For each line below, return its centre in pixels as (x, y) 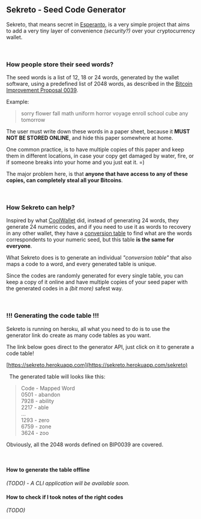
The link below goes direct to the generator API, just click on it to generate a (100, 347)
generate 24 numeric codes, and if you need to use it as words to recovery (99, 227)
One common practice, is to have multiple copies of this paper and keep (95, 150)
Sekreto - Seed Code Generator (66, 10)
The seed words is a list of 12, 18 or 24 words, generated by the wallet (93, 77)
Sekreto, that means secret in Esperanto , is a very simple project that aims (98, 24)
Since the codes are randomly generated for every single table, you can (95, 276)
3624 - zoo (35, 432)
